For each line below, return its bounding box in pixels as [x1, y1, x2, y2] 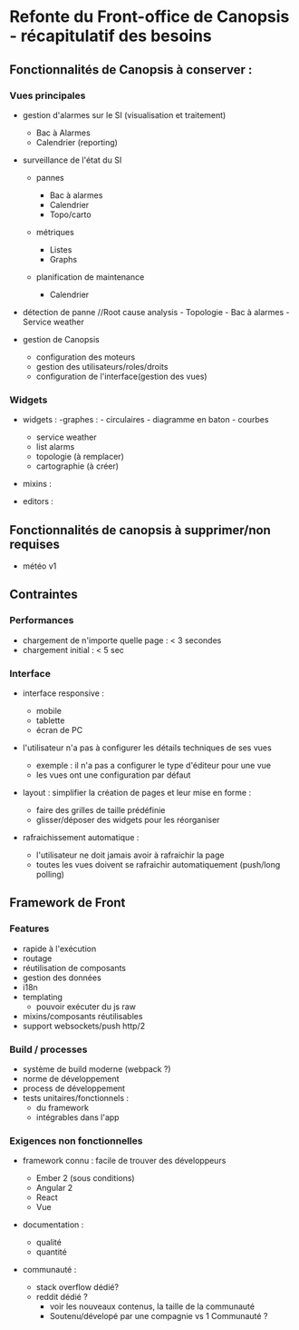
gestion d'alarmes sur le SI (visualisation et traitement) [22, 109, 227, 120]
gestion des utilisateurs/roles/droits [35, 361, 169, 372]
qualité [35, 1237, 62, 1248]
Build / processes [9, 1043, 88, 1056]
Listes [49, 243, 72, 255]
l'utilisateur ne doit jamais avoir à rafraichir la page [35, 849, 225, 860]
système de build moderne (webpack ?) [22, 1063, 171, 1074]
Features [9, 922, 50, 935]
